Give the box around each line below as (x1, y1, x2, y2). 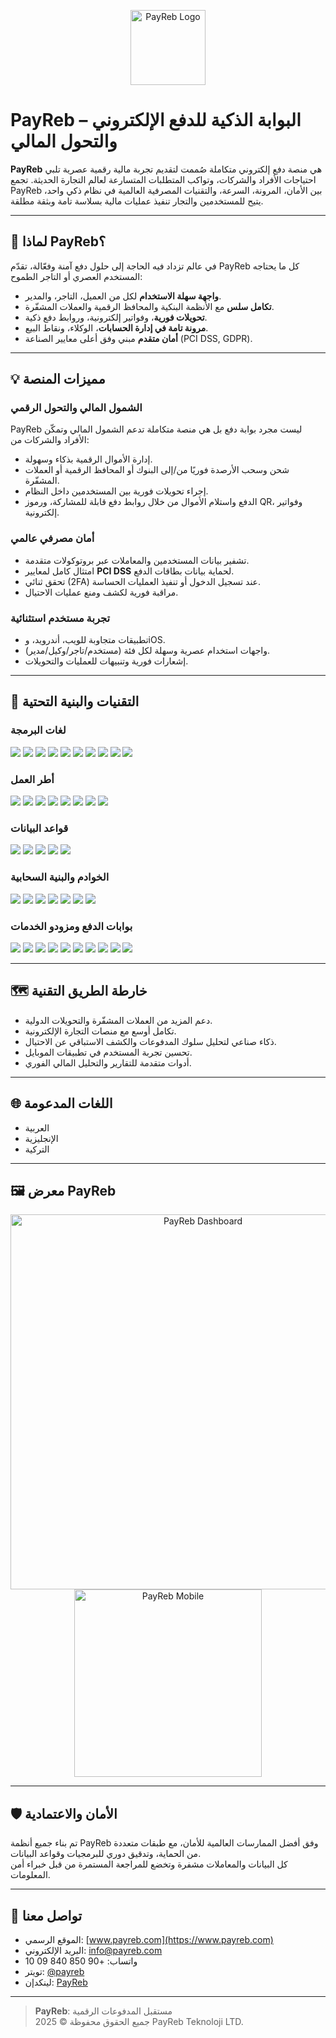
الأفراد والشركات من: (10, 434, 90, 446)
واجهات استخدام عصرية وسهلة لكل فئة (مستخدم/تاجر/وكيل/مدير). (24, 645, 271, 657)
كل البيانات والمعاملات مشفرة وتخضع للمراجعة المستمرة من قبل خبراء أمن (10, 1858, 288, 1870)
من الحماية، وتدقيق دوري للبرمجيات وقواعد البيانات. (10, 1848, 202, 1860)
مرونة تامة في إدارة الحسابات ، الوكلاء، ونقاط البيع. (24, 321, 209, 334)
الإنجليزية (24, 1132, 59, 1144)
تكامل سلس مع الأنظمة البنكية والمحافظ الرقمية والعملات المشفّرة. (24, 300, 275, 312)
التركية (24, 1143, 50, 1155)
